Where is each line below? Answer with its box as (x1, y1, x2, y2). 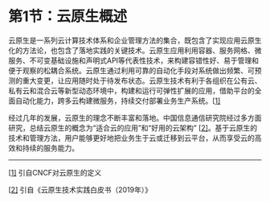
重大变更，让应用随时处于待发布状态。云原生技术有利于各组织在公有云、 (22, 76, 262, 85)
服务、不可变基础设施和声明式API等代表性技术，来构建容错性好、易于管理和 (8, 56, 260, 65)
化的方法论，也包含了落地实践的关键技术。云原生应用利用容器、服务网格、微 (8, 45, 262, 55)
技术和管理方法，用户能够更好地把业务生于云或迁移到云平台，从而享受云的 (8, 133, 255, 142)
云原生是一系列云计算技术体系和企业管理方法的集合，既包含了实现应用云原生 (8, 35, 262, 45)
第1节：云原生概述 (8, 7, 128, 26)
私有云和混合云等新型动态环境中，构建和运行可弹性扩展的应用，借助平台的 (8, 85, 255, 95)
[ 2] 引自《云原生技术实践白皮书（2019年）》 (8, 184, 153, 194)
